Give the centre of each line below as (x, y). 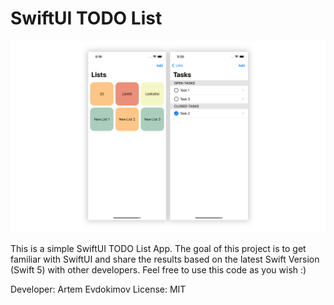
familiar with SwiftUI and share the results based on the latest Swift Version (165, 259)
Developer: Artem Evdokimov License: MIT (98, 289)
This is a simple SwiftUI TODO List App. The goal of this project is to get (158, 249)
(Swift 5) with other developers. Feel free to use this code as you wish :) (158, 270)
